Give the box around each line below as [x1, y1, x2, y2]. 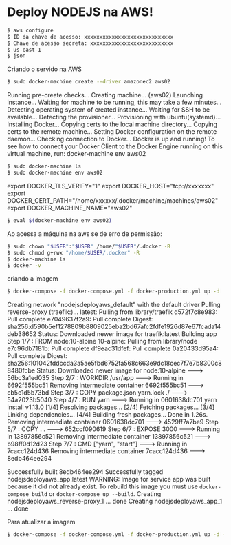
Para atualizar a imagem [7, 518, 76, 526]
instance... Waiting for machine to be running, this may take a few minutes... [7, 98, 222, 107]
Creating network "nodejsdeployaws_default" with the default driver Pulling [7, 301, 221, 309]
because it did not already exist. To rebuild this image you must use [7, 482, 198, 490]
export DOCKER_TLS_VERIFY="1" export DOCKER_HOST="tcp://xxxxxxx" [7, 181, 214, 190]
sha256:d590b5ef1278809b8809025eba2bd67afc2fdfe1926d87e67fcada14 [7, 322, 221, 331]
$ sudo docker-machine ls [7, 163, 81, 170]
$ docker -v [7, 262, 41, 269]
